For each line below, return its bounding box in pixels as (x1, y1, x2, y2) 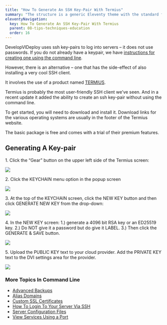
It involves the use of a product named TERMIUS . (5, 79, 106, 85)
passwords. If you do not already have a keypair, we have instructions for (5, 49, 155, 55)
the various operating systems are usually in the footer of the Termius (5, 115, 148, 120)
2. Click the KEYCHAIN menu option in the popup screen (5, 176, 121, 182)
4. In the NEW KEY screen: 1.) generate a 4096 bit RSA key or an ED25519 (5, 219, 157, 225)
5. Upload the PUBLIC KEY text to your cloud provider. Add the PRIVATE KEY (5, 249, 162, 255)
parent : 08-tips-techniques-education (9, 26, 90, 31)
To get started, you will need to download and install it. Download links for (5, 109, 157, 115)
